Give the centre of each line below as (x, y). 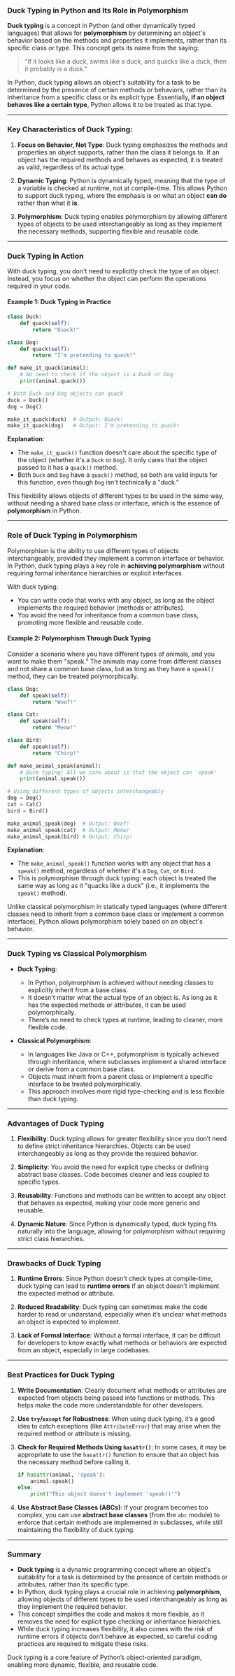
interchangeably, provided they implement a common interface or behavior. (116, 558)
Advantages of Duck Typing (56, 1123)
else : (25, 1488)
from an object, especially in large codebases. (84, 1350)
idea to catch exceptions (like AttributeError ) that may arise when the (119, 1426)
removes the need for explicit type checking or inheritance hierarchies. (119, 1621)
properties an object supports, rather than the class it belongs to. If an (118, 152)
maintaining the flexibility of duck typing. (76, 1530)
